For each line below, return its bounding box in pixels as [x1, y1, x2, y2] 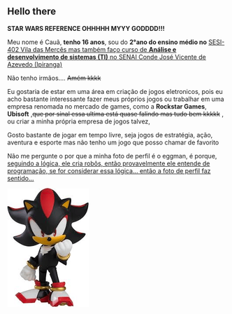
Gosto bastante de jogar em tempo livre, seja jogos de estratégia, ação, [7, 130, 213, 139]
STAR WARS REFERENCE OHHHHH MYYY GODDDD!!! [7, 24, 166, 32]
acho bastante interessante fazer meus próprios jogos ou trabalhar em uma [7, 95, 225, 103]
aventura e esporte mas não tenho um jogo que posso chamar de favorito [7, 138, 219, 146]
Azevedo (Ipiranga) [7, 60, 63, 69]
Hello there [7, 6, 57, 18]
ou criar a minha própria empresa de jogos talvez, [7, 117, 150, 125]
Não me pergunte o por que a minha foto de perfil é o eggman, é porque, [7, 151, 217, 160]
